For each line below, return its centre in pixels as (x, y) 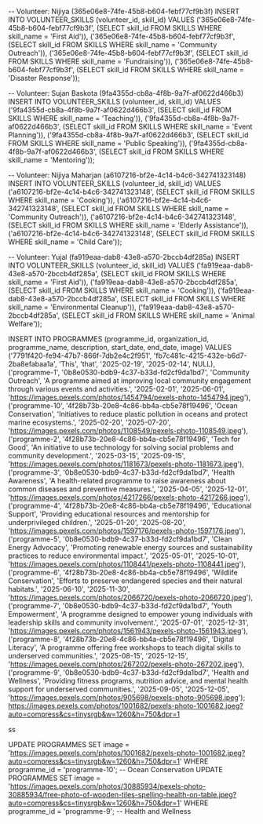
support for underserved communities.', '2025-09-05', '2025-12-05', (119, 689)
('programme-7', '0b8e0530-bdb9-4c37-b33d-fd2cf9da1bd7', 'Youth (120, 606)
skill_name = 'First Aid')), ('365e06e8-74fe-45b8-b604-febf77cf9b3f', (122, 36)
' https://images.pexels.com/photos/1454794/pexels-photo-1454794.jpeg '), (130, 397)
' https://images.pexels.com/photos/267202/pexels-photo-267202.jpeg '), (126, 664)
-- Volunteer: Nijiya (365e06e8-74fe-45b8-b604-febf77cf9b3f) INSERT (124, 11)
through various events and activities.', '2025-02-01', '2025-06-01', (117, 389)
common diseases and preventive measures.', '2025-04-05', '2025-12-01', (128, 489)
